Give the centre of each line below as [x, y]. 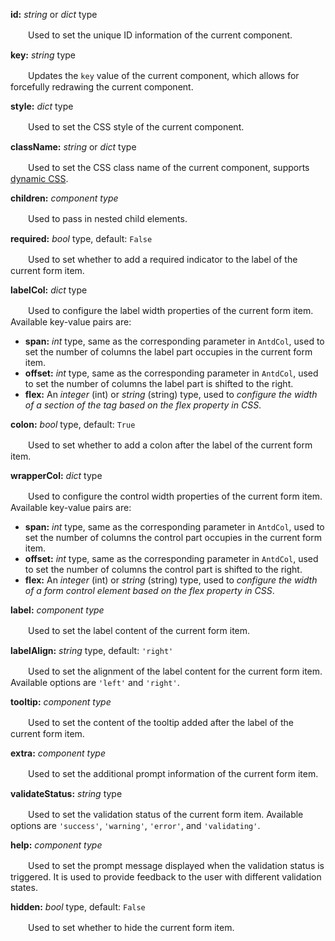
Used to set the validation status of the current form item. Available [165, 814]
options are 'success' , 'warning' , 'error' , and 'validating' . [135, 825]
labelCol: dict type [49, 290]
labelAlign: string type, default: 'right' [92, 650]
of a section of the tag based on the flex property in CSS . [143, 405]
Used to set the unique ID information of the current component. [160, 35]
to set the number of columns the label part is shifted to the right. [159, 383]
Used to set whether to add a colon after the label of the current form [170, 445]
